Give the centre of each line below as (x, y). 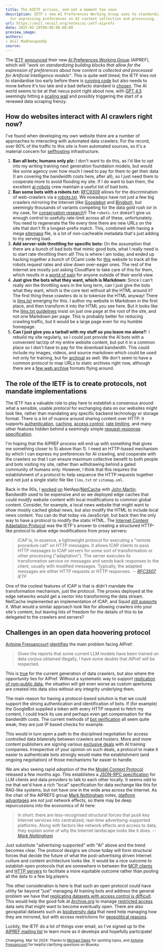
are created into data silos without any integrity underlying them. (70, 689)
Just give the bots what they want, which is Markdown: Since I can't (82, 280)
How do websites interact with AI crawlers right (79, 117)
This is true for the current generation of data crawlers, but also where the (80, 673)
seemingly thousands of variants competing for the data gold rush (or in (85, 207)
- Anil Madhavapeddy (27, 41)
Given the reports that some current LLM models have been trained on (88, 654)
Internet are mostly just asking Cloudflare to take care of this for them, (83, 270)
